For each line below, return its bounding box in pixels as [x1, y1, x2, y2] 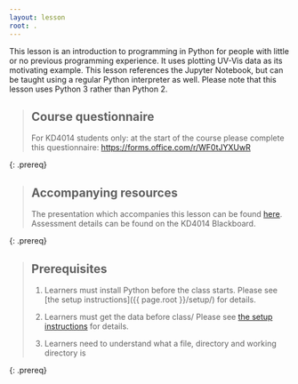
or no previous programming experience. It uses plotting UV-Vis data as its [9, 55, 283, 66]
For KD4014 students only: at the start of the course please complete [30, 132, 285, 143]
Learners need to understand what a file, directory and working [44, 338, 278, 348]
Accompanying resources [30, 185, 178, 200]
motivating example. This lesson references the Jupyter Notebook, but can [9, 64, 284, 76]
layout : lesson [9, 12, 66, 22]
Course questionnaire [30, 108, 155, 124]
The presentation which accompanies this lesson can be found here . [30, 209, 283, 220]
